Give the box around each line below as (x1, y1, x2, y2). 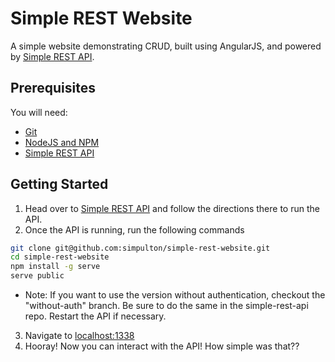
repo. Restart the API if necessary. (24, 310, 167, 322)
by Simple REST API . (10, 50, 95, 62)
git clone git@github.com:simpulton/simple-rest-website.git (10, 243, 271, 253)
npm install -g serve (10, 262, 101, 272)
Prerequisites (10, 80, 96, 97)
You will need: (10, 106, 68, 118)
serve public (10, 271, 65, 281)
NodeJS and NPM (24, 136, 100, 148)
